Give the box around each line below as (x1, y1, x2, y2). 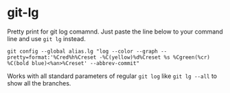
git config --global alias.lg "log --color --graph (7, 48, 158, 55)
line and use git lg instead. (7, 34, 86, 42)
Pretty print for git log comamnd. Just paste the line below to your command (7, 27, 223, 36)
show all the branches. (7, 79, 71, 87)
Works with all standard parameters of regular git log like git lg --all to (7, 72, 218, 80)
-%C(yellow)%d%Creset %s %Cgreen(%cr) (99, 53, 211, 61)
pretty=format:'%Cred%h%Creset (7, 53, 97, 61)
